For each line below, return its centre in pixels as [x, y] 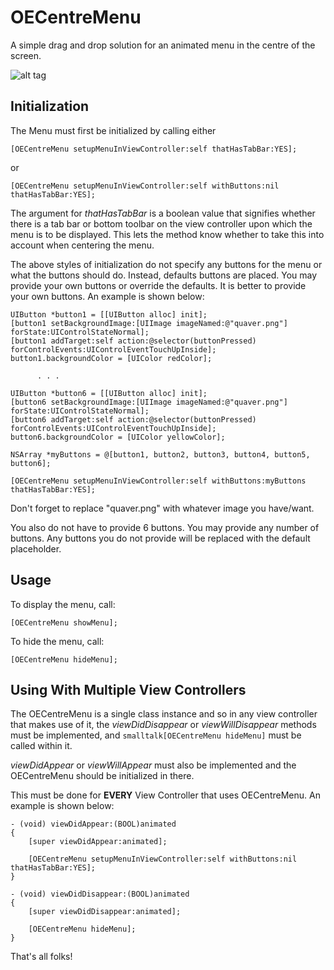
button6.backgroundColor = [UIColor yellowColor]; [118, 437]
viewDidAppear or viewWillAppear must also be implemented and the [153, 765]
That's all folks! [41, 957]
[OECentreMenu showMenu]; [64, 622]
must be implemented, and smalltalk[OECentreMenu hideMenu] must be [156, 735]
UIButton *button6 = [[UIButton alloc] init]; [109, 393]
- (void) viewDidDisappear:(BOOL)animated [100, 894]
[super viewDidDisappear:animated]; [105, 912]
